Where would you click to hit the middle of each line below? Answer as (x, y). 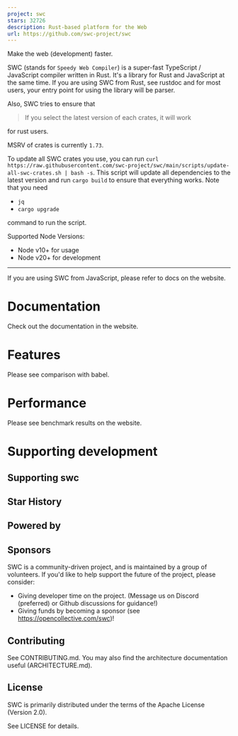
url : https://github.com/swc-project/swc (69, 34)
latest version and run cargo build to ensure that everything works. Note (113, 180)
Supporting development (83, 452)
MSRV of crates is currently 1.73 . (56, 145)
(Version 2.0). (27, 712)
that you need (28, 188)
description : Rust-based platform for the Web (77, 27)
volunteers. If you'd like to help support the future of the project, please (112, 574)
